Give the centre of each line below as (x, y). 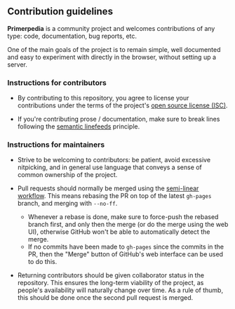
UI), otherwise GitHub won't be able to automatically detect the (119, 232)
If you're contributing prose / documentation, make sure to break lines (119, 119)
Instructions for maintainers (56, 145)
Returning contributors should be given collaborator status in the (111, 275)
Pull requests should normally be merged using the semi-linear (108, 188)
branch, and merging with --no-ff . (67, 204)
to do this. (42, 262)
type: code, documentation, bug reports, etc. (72, 36)
